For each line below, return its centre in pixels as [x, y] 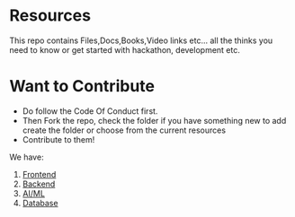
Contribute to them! [58, 139]
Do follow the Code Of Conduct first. [90, 111]
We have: [27, 157]
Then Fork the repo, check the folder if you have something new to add [154, 120]
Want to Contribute [82, 87]
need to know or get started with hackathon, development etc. [125, 49]
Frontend [39, 174]
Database [40, 203]
